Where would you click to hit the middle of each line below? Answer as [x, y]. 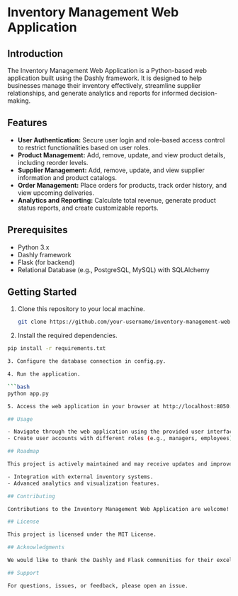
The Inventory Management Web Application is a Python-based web [107, 71]
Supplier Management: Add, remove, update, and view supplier [111, 170]
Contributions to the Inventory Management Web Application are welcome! [119, 509]
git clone [32, 322]
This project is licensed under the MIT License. [82, 535]
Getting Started [42, 292]
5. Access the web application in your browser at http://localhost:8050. [120, 406]
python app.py [28, 393]
